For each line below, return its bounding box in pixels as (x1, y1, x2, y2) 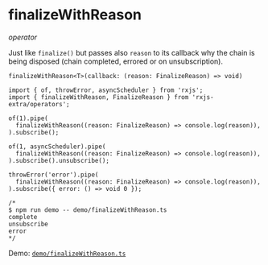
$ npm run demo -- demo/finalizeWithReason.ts (8, 205, 167, 214)
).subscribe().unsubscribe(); (8, 156, 110, 164)
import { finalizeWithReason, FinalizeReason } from (8, 93, 189, 101)
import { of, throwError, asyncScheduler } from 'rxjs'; (8, 86, 204, 94)
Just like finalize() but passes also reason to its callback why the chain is (8, 48, 255, 57)
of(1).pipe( (8, 114, 48, 122)
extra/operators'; (8, 100, 70, 108)
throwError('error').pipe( (8, 171, 99, 179)
